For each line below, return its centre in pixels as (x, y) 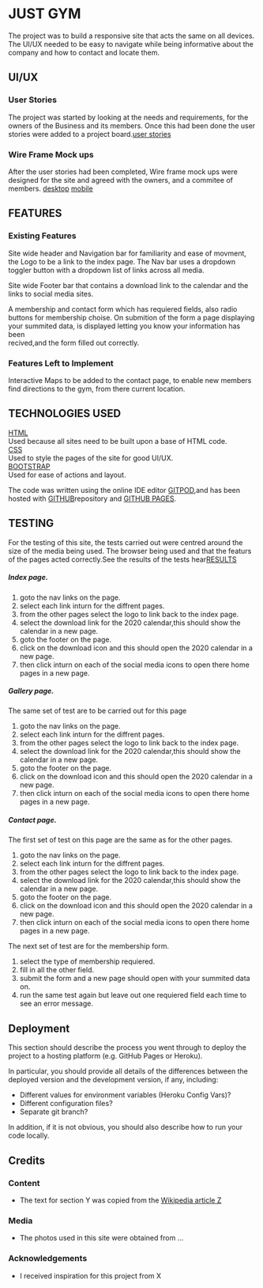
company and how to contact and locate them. (84, 52)
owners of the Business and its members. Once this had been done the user (132, 125)
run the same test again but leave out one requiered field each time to (133, 995)
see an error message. (56, 1004)
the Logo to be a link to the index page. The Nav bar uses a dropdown (122, 261)
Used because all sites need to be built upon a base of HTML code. (118, 441)
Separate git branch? (54, 1112)
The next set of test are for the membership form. (89, 946)
